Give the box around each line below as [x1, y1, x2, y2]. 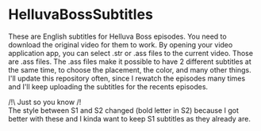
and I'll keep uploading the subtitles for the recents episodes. [8, 81, 209, 92]
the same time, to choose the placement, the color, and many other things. [8, 65, 251, 74]
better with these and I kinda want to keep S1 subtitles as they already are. [8, 114, 251, 123]
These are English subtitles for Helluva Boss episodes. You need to [8, 32, 228, 41]
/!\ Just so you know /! [8, 97, 82, 107]
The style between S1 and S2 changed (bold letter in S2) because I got [8, 105, 240, 115]
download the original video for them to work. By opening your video [8, 39, 233, 49]
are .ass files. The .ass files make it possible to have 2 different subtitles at [8, 57, 251, 66]
